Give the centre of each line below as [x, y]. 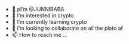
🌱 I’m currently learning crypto [49, 22]
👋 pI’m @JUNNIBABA [38, 9]
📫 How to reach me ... [39, 35]
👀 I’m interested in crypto [43, 15]
